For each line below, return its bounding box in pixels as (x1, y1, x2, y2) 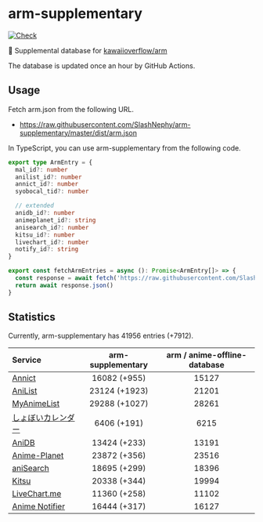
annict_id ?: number (15, 180, 79, 188)
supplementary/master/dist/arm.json (19, 128, 138, 137)
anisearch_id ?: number (15, 223, 89, 231)
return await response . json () (15, 281, 113, 289)
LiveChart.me (12, 488, 62, 499)
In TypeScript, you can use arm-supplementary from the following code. (8, 143, 241, 153)
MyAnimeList (12, 398, 60, 409)
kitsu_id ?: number (15, 230, 76, 239)
